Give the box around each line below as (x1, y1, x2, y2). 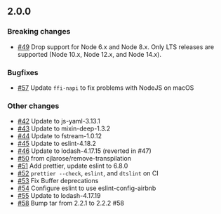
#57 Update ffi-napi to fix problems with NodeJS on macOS (17, 83, 194, 92)
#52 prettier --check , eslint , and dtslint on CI (17, 169, 159, 178)
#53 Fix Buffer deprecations (17, 177, 99, 185)
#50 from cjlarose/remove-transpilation (17, 154, 132, 163)
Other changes (7, 101, 60, 111)
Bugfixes (7, 67, 39, 77)
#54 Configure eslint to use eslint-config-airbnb (17, 184, 156, 192)
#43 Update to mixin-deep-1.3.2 (17, 124, 111, 133)
